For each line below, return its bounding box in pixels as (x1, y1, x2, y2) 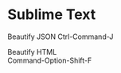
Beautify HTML (7, 47, 57, 56)
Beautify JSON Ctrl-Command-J (7, 32, 114, 41)
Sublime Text (7, 6, 96, 24)
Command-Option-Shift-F (7, 56, 92, 65)
